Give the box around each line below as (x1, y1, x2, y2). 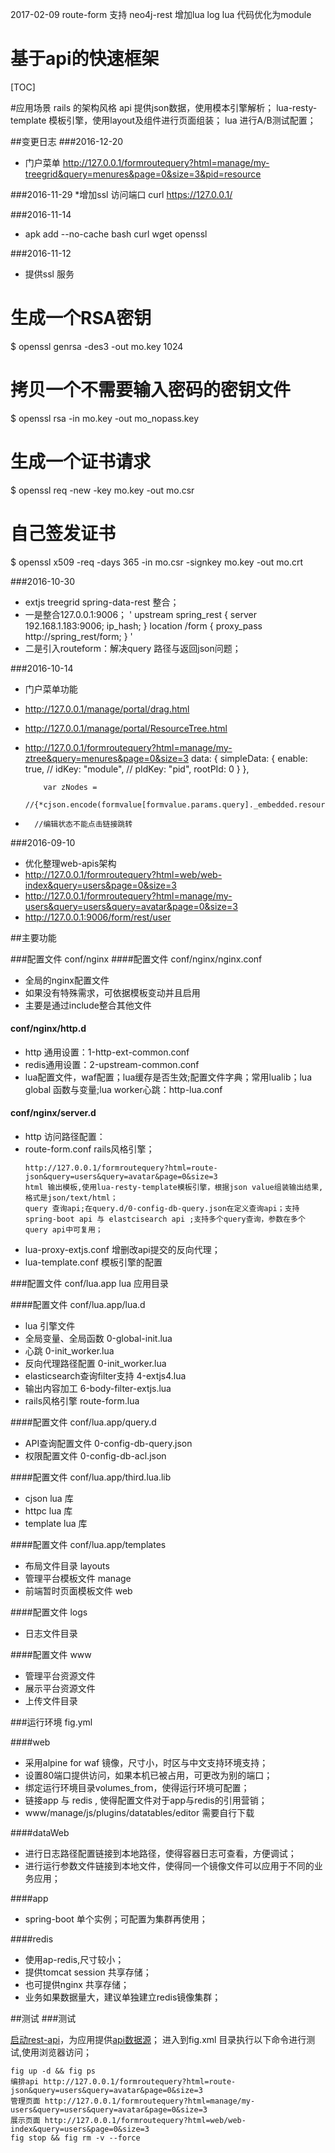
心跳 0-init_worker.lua (24, 1345, 115, 1357)
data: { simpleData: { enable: (190, 752, 308, 764)
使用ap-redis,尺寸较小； (24, 1954, 125, 1966)
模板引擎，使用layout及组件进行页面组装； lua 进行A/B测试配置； (48, 114, 317, 126)
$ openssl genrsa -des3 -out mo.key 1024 (10, 340, 184, 352)
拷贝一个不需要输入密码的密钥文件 (10, 379, 292, 402)
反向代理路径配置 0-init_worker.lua (24, 1358, 167, 1370)
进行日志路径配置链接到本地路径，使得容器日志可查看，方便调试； (24, 1848, 297, 1860)
